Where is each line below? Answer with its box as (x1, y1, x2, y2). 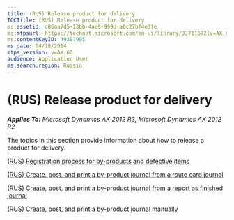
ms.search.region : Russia (7, 62, 82, 69)
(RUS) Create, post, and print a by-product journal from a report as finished (7, 184, 224, 192)
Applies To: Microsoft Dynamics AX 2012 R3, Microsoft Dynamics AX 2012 (7, 115, 222, 123)
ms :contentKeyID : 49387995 (7, 36, 86, 43)
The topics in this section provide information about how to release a (7, 136, 204, 144)
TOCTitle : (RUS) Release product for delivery (7, 17, 145, 24)
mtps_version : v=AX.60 (7, 49, 73, 56)
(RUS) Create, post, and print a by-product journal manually (7, 205, 178, 213)
